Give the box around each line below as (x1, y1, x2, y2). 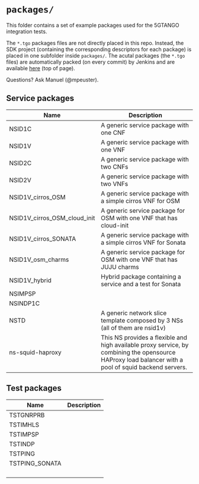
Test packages (6, 383, 62, 393)
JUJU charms (100, 262, 139, 271)
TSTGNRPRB (9, 411, 45, 419)
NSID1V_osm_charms (9, 255, 69, 264)
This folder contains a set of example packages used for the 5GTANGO (6, 21, 179, 29)
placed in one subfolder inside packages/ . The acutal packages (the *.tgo (6, 52, 185, 59)
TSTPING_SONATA (9, 459, 62, 467)
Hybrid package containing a (100, 272, 182, 280)
